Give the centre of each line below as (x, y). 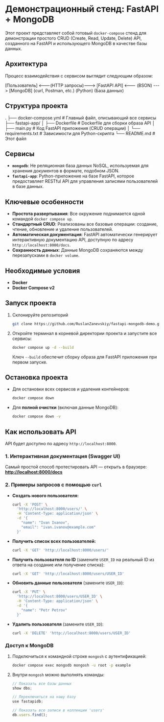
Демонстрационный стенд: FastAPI (82, 9)
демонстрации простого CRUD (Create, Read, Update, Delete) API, (73, 38)
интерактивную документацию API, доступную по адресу (73, 240)
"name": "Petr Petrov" (44, 610)
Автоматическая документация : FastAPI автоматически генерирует (85, 235)
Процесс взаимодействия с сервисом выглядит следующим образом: (79, 76)
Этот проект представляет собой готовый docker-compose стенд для (76, 33)
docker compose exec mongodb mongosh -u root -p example (71, 665)
